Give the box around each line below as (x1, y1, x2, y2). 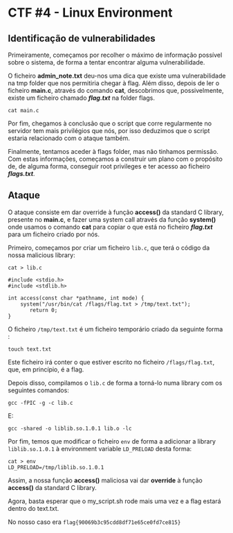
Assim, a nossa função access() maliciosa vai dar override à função (8, 476, 203, 484)
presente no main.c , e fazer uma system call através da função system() (8, 215, 216, 223)
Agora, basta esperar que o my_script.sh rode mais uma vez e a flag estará (8, 497, 221, 505)
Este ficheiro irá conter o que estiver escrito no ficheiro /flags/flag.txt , (8, 358, 215, 366)
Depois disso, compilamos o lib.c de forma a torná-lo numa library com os (8, 378, 223, 387)
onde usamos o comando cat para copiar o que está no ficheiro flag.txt (8, 222, 213, 231)
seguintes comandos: (8, 386, 70, 394)
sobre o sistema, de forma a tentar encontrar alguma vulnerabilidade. (8, 58, 205, 67)
